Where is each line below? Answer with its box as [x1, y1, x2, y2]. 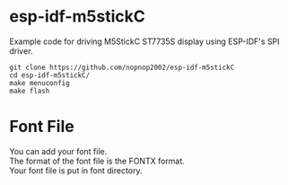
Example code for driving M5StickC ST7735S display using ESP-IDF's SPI [9, 36, 280, 47]
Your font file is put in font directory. [9, 164, 143, 176]
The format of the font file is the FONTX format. [9, 155, 186, 166]
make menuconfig [9, 78, 70, 87]
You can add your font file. [9, 145, 108, 156]
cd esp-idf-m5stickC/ [9, 70, 91, 80]
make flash [9, 86, 50, 95]
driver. [9, 45, 33, 56]
